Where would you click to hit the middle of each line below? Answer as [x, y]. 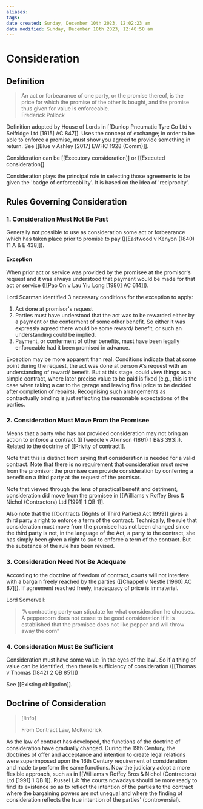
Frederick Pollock [43, 115]
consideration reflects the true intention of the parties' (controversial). [93, 799]
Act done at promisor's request [54, 309]
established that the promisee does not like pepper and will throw [103, 624]
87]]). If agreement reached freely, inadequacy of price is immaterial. [92, 588]
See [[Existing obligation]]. [39, 685]
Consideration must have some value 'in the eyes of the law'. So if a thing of [101, 660]
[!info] [28, 718]
